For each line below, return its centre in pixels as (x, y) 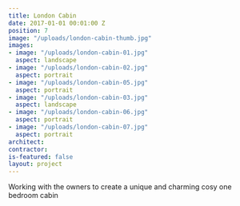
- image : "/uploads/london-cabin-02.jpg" (78, 68)
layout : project (35, 164)
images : (21, 46)
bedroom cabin (33, 196)
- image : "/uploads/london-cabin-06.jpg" (78, 113)
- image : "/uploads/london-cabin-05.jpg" (78, 82)
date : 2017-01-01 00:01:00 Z (57, 23)
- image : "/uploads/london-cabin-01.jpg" (78, 53)
